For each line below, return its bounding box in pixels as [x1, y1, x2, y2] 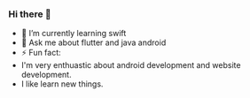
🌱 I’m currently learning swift [20, 28, 127, 39]
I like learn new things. [20, 79, 104, 89]
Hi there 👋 [8, 8, 52, 20]
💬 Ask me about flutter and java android [20, 37, 167, 48]
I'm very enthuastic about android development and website [20, 60, 241, 71]
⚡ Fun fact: [20, 48, 61, 58]
